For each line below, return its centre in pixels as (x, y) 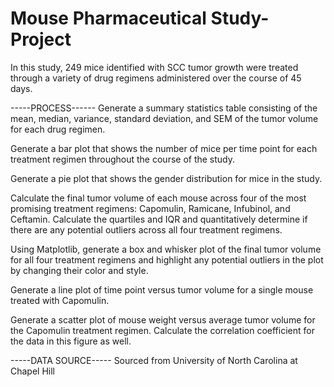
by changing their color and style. (79, 270)
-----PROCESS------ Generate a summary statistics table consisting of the (164, 108)
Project (41, 39)
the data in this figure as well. (71, 341)
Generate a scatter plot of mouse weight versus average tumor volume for (163, 319)
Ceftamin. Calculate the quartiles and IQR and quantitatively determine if (159, 219)
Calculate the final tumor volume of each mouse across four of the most (158, 198)
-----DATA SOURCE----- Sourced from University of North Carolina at (154, 360)
